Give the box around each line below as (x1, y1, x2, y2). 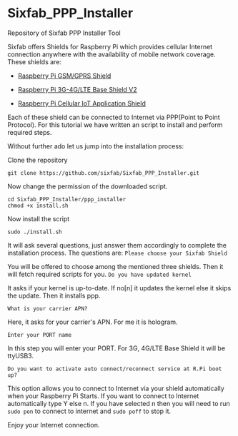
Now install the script (7, 214, 70, 223)
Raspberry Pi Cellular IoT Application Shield (17, 98, 147, 108)
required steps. (7, 128, 52, 136)
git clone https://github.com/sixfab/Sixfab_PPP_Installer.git (7, 169, 200, 176)
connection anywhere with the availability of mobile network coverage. (7, 50, 216, 59)
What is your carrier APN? (7, 305, 88, 312)
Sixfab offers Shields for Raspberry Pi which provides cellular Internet (7, 42, 213, 51)
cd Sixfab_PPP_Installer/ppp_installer (7, 196, 127, 203)
